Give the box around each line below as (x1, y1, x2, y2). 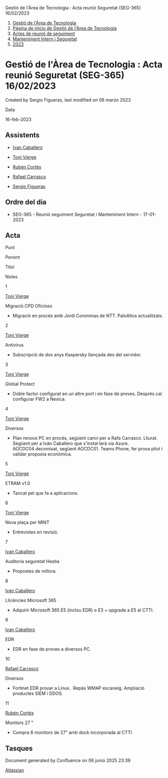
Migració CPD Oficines (5, 303, 53, 309)
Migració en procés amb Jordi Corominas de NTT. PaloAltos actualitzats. (12, 313, 163, 319)
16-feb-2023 (5, 116, 32, 122)
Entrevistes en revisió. (12, 529, 59, 535)
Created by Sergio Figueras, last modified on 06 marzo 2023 (5, 97, 131, 103)
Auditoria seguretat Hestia (5, 559, 59, 565)
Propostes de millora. (12, 568, 57, 574)
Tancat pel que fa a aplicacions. (12, 490, 79, 496)
